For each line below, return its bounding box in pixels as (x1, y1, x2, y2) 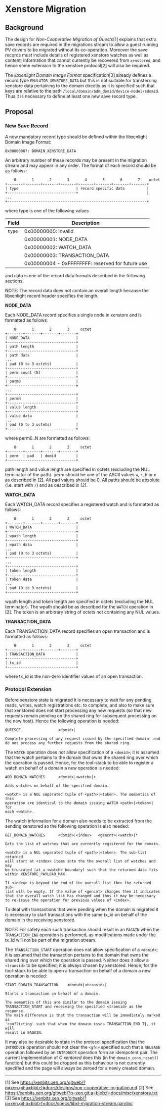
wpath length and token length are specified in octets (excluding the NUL (5, 598, 154, 605)
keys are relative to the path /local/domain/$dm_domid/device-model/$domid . (5, 88, 160, 94)
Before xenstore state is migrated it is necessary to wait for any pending (5, 697, 152, 703)
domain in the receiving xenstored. (5, 917, 76, 923)
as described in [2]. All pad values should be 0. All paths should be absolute (5, 477, 160, 483)
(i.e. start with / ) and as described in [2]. (5, 482, 88, 488)
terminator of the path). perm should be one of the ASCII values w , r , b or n (5, 471, 157, 477)
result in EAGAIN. (5, 1030, 43, 1035)
